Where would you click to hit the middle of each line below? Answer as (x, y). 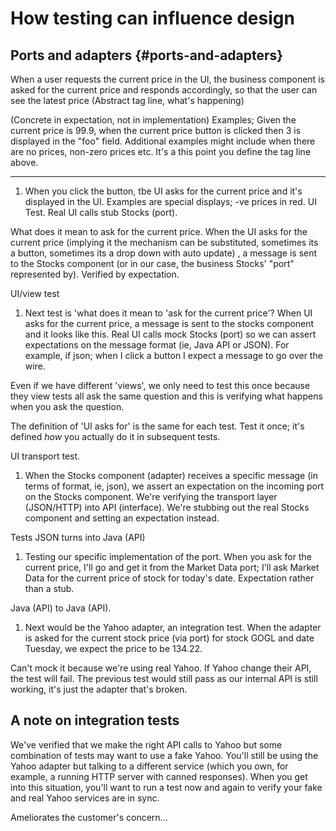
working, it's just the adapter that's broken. (99, 689)
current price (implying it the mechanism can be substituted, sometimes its (164, 242)
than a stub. (49, 588)
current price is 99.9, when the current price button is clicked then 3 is (156, 130)
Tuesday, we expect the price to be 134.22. (113, 648)
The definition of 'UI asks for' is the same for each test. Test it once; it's (157, 426)
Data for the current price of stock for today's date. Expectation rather (169, 578)
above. (24, 162)
